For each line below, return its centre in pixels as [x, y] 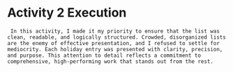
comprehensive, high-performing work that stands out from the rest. [111, 61]
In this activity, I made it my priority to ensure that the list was [115, 31]
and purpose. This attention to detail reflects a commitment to [104, 55]
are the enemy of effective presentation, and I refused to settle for [113, 43]
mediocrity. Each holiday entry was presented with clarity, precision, [115, 49]
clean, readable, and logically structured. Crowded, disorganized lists [117, 37]
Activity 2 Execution [67, 13]
